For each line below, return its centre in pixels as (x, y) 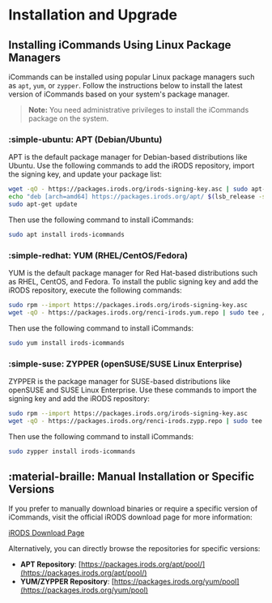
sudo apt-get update (43, 204)
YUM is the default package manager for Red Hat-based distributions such (133, 273)
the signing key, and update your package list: (85, 174)
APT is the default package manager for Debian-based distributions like (128, 157)
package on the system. (68, 118)
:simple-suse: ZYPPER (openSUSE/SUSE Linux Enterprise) (125, 364)
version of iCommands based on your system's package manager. (119, 94)
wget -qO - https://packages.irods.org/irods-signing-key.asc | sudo (128, 189)
